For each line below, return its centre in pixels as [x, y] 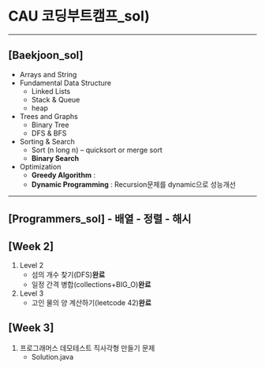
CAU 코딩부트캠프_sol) [79, 16]
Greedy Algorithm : [63, 175]
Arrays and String [48, 74]
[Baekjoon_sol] [46, 56]
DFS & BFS [49, 133]
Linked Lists [51, 91]
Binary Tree [50, 125]
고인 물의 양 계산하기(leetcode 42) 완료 [91, 302]
